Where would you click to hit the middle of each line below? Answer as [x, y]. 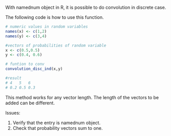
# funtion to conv [25, 64]
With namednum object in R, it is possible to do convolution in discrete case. [86, 7]
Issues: [13, 112]
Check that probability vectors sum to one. [58, 128]
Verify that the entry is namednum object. [57, 123]
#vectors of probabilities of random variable [56, 46]
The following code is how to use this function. [55, 17]
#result [14, 78]
